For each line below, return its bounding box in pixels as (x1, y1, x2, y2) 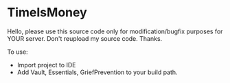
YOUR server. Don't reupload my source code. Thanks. (7, 34, 163, 42)
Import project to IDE (16, 61, 76, 69)
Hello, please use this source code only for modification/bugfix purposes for (7, 27, 223, 35)
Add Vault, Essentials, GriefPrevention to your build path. (16, 68, 178, 76)
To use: (7, 48, 29, 56)
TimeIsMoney (7, 5, 87, 20)
